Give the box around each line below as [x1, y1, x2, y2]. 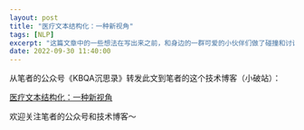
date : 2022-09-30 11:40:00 [9, 47, 111, 56]
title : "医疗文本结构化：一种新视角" [9, 22, 134, 31]
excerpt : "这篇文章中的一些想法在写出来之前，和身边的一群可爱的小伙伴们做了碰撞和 [9, 38, 286, 48]
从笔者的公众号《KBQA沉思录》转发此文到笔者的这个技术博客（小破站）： [9, 73, 281, 84]
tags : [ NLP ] [9, 30, 54, 39]
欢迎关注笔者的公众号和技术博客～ [9, 111, 137, 122]
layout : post [9, 13, 59, 23]
